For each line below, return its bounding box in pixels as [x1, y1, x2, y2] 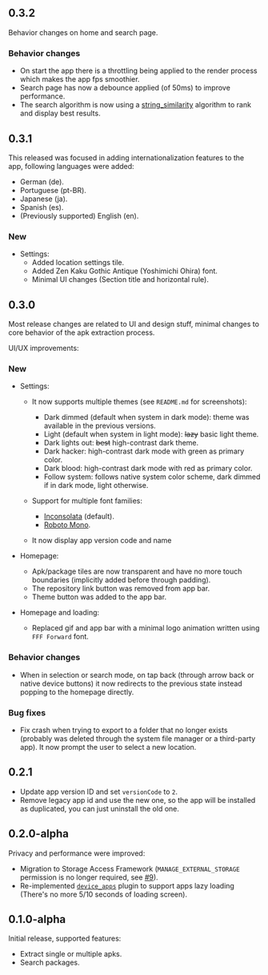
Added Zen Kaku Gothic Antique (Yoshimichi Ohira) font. [31, 266, 218, 276]
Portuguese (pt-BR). [19, 185, 86, 195]
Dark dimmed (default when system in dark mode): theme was [43, 413, 250, 422]
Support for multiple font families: [31, 496, 142, 506]
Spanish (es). [19, 202, 64, 212]
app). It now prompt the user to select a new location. [19, 742, 197, 751]
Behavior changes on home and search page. [8, 27, 158, 37]
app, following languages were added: [8, 161, 134, 171]
